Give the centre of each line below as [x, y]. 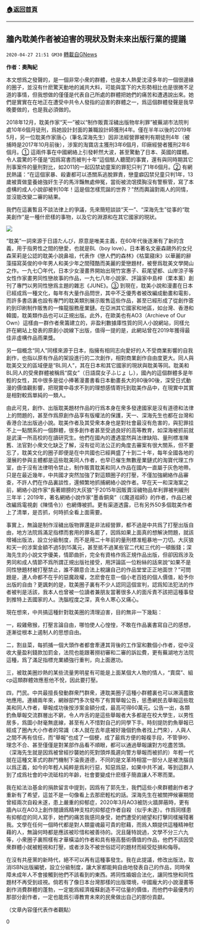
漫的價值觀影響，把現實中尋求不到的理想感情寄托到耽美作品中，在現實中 [95, 388]
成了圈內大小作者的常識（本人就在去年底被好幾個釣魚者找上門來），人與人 [101, 730]
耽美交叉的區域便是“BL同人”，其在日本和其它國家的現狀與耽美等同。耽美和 [98, 366]
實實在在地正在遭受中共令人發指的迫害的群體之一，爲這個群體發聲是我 [102, 102]
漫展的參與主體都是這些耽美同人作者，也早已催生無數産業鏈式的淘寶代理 [95, 460]
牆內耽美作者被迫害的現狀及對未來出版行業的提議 [96, 39]
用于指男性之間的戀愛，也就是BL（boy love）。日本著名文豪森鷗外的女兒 [104, 248]
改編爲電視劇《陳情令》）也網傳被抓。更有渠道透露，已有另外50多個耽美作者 [99, 505]
